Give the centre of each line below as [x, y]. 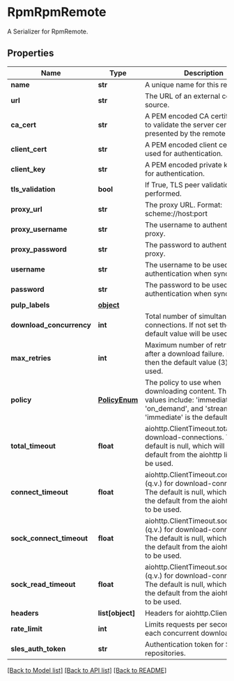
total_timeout [33, 446]
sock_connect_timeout [49, 538]
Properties [31, 53]
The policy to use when [183, 382]
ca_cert [24, 125]
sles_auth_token [38, 648]
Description [204, 72]
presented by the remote [185, 133]
